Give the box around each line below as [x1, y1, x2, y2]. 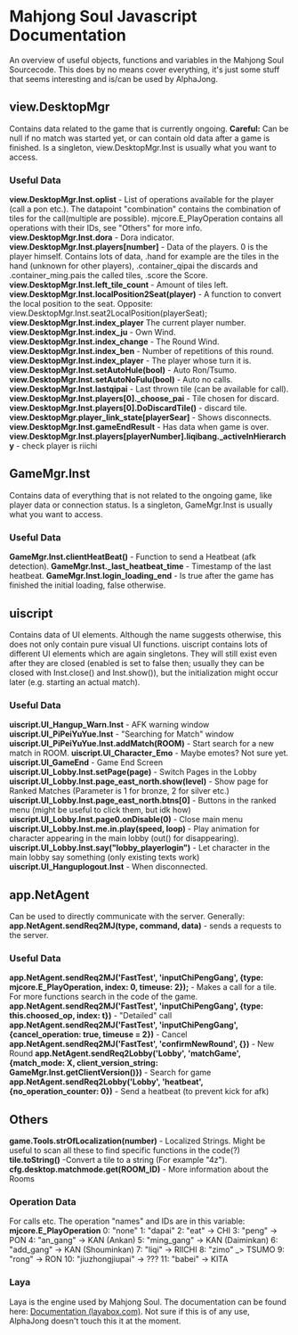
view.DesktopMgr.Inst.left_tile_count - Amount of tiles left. [9, 279, 229, 291]
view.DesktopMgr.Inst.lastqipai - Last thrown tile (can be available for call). [9, 383, 289, 394]
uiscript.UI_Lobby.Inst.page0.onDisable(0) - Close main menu [9, 814, 243, 825]
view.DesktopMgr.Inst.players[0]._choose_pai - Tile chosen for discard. [9, 393, 279, 404]
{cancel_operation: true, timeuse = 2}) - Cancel [9, 1029, 188, 1040]
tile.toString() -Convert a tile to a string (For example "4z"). [9, 1155, 228, 1166]
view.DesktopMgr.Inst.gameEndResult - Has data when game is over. [9, 422, 270, 433]
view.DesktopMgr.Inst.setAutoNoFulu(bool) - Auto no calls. [9, 375, 233, 385]
